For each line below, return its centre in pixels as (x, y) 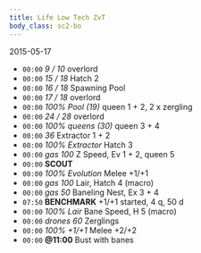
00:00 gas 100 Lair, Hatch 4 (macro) (88, 182)
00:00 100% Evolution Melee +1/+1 (85, 173)
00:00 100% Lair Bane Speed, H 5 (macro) (99, 211)
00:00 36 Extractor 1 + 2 (66, 135)
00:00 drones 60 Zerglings (71, 221)
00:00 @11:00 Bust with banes (78, 240)
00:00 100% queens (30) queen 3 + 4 (91, 125)
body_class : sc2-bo (46, 26)
